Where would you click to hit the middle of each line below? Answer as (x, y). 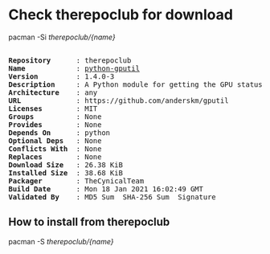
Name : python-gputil (74, 68)
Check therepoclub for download (121, 15)
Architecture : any (53, 92)
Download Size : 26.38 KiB (65, 165)
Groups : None (55, 117)
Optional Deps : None (55, 141)
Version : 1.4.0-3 (61, 76)
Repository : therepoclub (70, 60)
